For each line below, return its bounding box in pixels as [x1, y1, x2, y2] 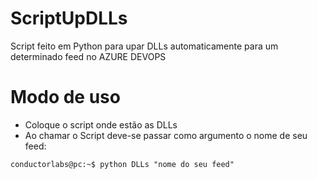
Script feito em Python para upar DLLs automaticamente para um [10, 40, 279, 52]
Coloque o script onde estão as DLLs [24, 118, 178, 131]
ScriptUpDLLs [10, 7, 128, 30]
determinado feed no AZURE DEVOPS [10, 50, 167, 62]
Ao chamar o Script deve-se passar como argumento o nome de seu [24, 129, 308, 141]
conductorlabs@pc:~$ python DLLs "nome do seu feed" [10, 159, 235, 169]
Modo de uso [10, 86, 121, 109]
